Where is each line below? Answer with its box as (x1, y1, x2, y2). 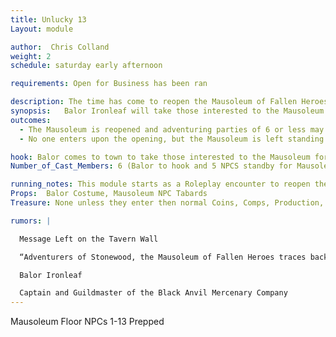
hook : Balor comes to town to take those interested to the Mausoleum (10, 152, 311, 162)
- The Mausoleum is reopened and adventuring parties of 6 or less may (19, 124, 325, 135)
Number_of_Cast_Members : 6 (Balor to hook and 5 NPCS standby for (10, 161, 293, 171)
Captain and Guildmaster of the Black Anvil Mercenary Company (19, 288, 288, 298)
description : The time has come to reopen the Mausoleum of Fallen (10, 97, 298, 107)
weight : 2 (10, 51, 52, 61)
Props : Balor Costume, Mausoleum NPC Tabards (10, 189, 208, 199)
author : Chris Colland (10, 42, 110, 52)
